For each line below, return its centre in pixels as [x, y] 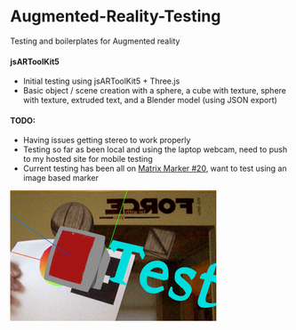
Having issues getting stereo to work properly [107, 141]
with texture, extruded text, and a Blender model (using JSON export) [150, 101]
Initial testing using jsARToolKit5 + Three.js [101, 81]
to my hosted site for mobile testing [88, 159]
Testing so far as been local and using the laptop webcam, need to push [155, 149]
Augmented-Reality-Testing [116, 16]
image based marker [61, 178]
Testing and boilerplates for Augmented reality [95, 41]
